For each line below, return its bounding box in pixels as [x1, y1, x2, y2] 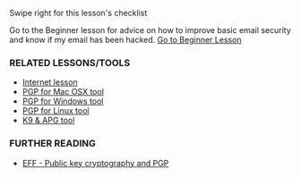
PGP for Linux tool [21, 105, 90, 116]
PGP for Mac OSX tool [21, 87, 105, 97]
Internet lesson [21, 77, 78, 88]
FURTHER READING [9, 138, 97, 150]
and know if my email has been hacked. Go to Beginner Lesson [9, 35, 242, 45]
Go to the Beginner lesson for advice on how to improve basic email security [9, 25, 291, 35]
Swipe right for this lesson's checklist [9, 8, 148, 18]
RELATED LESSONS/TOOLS [9, 56, 131, 69]
